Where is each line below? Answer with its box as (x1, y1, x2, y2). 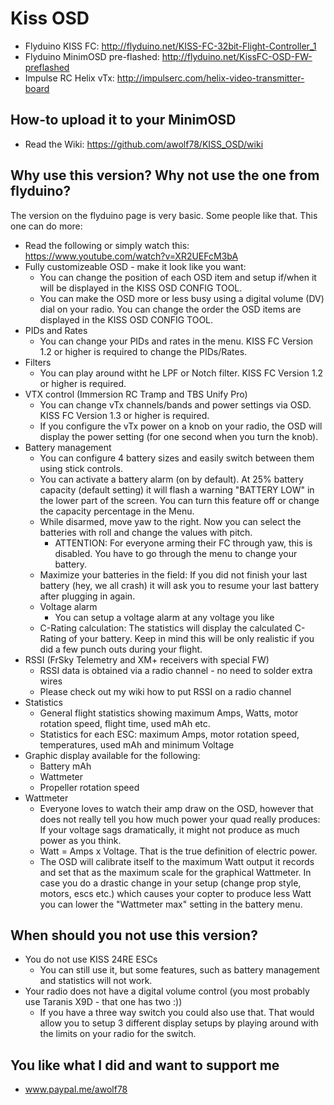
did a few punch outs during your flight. (39, 643, 203, 655)
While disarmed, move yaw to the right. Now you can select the (39, 515, 302, 527)
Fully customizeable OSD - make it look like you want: (24, 260, 247, 272)
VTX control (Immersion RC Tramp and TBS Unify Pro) (24, 388, 248, 400)
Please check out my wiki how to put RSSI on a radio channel (39, 685, 292, 697)
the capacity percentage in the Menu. (39, 505, 195, 517)
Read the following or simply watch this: (24, 239, 190, 251)
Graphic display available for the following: (24, 749, 201, 761)
